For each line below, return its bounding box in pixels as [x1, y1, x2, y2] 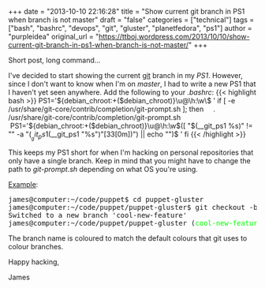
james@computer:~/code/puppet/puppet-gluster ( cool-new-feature [8, 219, 263, 228]
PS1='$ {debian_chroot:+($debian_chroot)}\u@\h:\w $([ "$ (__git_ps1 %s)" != [9, 122, 253, 130]
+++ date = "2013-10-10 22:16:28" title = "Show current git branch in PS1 [8, 7, 245, 16]
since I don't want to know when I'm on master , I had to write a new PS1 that [8, 79, 256, 88]
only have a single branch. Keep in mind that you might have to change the [8, 156, 251, 166]
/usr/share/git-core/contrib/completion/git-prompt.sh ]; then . [8, 104, 215, 114]
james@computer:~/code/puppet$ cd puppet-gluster [8, 195, 204, 204]
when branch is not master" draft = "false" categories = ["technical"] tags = [8, 15, 255, 24]
